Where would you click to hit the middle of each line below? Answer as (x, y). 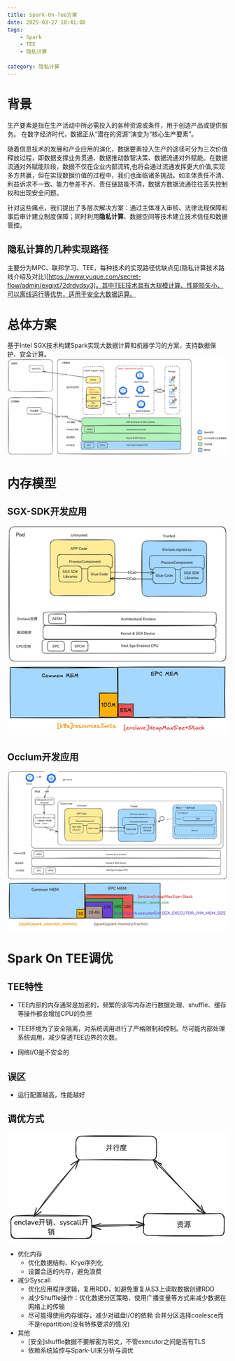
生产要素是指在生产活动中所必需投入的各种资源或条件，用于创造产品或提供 (114, 125)
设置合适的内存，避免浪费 (65, 1272)
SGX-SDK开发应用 (47, 511)
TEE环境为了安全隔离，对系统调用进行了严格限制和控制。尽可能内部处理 (121, 1028)
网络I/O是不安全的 (43, 1052)
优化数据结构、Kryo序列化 (65, 1263)
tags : (15, 29)
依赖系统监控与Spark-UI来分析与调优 (81, 1350)
